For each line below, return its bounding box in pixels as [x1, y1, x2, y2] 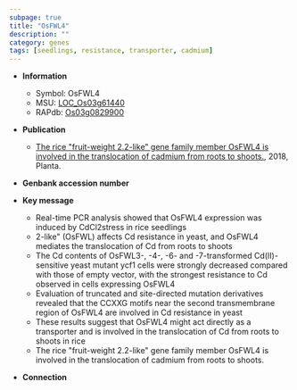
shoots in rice [35, 336, 87, 346]
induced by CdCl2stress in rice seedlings [35, 222, 187, 233]
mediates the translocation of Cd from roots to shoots [35, 241, 234, 252]
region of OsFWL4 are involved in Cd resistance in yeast [35, 307, 243, 318]
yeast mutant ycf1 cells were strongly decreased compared [70, 260, 288, 270]
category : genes [9, 37, 70, 47]
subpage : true [9, 12, 62, 22]
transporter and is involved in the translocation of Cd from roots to [35, 327, 279, 337]
